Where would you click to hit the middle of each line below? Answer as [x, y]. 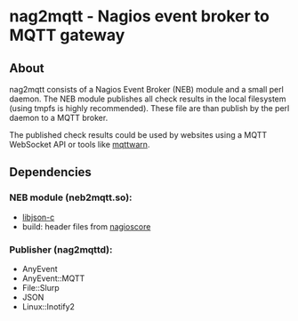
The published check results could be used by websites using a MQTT [138, 135]
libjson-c [38, 217]
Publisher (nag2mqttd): [61, 249]
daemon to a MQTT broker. [59, 118]
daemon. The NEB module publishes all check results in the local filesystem [148, 99]
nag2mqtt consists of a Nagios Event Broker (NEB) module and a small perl [147, 89]
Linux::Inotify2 [48, 306]
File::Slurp [40, 287]
